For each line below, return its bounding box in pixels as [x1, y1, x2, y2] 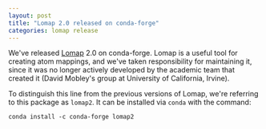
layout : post [8, 11, 52, 20]
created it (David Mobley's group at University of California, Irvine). [8, 73, 230, 84]
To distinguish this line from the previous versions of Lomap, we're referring [8, 89, 259, 99]
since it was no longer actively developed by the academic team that [8, 65, 235, 75]
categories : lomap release [8, 26, 99, 34]
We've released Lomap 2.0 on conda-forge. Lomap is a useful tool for [8, 49, 238, 58]
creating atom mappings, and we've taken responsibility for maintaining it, [8, 57, 252, 66]
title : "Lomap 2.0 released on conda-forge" [8, 19, 159, 27]
